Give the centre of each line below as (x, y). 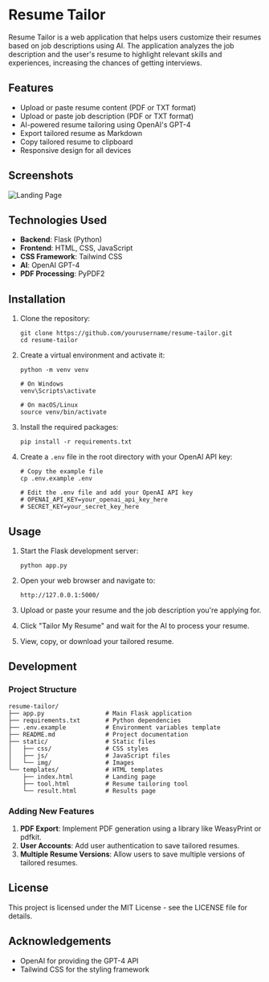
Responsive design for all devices (75, 150)
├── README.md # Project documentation (98, 734)
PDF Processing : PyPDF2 (62, 274)
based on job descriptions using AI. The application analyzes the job (121, 45)
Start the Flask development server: (79, 551)
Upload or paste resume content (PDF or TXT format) (108, 107)
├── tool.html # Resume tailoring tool (106, 784)
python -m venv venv (54, 370)
